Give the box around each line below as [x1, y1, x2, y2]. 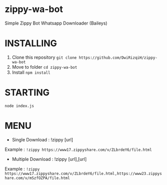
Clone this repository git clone [12, 54, 77, 60]
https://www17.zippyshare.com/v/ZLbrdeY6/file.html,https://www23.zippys [5, 171, 162, 176]
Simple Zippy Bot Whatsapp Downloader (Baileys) [5, 20, 108, 26]
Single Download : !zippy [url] [12, 136, 73, 142]
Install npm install [12, 69, 51, 75]
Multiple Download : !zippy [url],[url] [12, 156, 87, 162]
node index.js [5, 103, 35, 108]
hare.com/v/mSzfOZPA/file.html [5, 175, 70, 180]
